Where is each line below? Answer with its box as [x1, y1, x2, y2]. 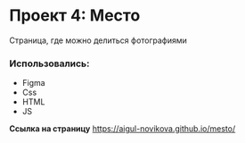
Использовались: [9, 57, 90, 70]
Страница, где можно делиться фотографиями [9, 35, 187, 46]
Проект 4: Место [9, 5, 141, 26]
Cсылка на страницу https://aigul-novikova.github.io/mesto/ [9, 123, 236, 134]
